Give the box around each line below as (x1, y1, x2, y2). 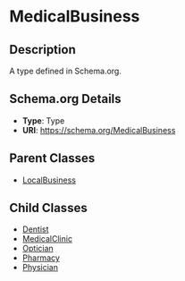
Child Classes (9, 200, 88, 216)
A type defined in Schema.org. (9, 65, 122, 76)
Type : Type (21, 115, 65, 126)
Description (9, 42, 76, 57)
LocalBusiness (21, 175, 76, 185)
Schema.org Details (9, 91, 122, 106)
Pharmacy (21, 252, 61, 263)
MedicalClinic (21, 234, 73, 244)
